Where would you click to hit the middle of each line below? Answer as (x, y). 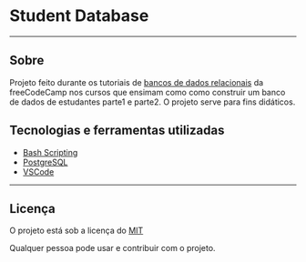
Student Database (79, 16)
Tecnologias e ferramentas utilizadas (117, 131)
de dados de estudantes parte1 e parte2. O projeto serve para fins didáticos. (153, 102)
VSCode (38, 171)
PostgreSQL (45, 162)
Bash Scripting (50, 152)
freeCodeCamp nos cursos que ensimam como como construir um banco (148, 92)
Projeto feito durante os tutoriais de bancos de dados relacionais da (137, 82)
